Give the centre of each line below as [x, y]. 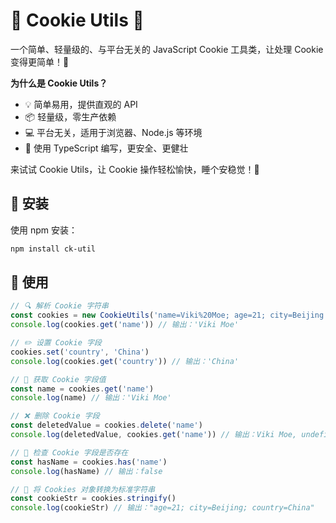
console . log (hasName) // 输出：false [86, 471]
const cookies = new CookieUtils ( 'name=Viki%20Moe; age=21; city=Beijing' [169, 315]
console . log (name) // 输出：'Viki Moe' [91, 398]
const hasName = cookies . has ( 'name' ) [89, 462]
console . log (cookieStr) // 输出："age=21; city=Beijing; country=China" [162, 508]
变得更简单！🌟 [40, 61]
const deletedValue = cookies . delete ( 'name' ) [106, 425]
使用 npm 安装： [44, 230]
